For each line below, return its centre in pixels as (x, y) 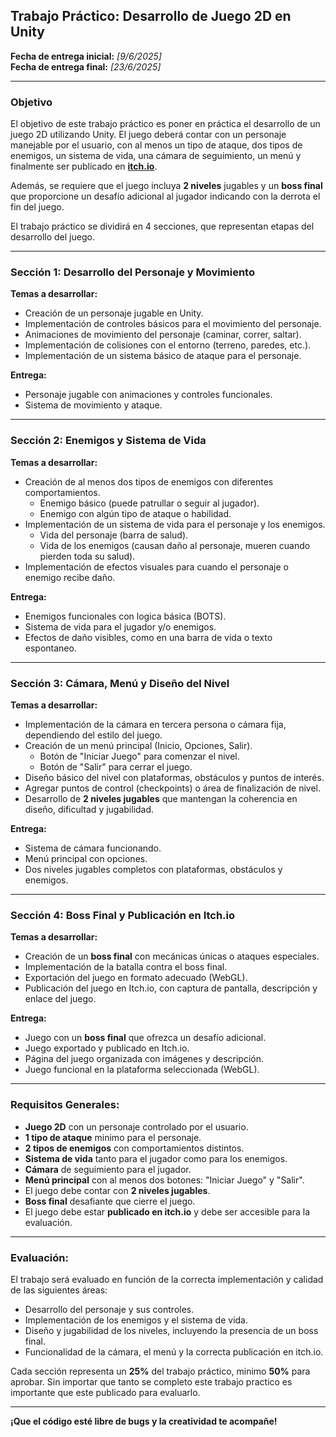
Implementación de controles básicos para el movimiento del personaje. (173, 324)
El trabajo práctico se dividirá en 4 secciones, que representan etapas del (162, 226)
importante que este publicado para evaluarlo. (105, 1392)
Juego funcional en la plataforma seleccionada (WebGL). (142, 1070)
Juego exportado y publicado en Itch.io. (107, 1048)
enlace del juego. (60, 999)
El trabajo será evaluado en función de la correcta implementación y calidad (167, 1279)
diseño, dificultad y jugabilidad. (89, 809)
